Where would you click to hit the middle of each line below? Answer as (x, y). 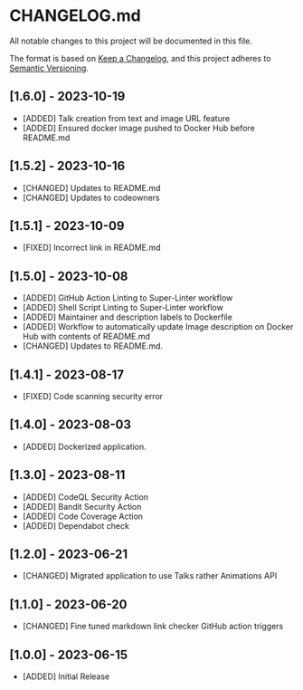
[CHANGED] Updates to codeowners (91, 197)
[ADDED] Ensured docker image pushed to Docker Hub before (138, 128)
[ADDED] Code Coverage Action (82, 516)
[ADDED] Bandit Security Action (82, 506)
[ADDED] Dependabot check (76, 525)
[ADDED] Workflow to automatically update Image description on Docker (158, 327)
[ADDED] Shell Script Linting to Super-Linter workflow (123, 308)
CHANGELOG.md (76, 16)
